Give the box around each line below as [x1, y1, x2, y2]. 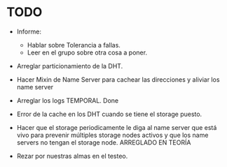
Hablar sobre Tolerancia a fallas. [27, 41, 121, 49]
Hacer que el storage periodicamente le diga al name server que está [16, 123, 217, 131]
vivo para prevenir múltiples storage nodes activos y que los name [16, 131, 209, 139]
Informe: [16, 27, 41, 36]
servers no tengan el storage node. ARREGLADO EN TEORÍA [16, 138, 191, 147]
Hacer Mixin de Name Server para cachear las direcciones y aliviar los [16, 75, 220, 84]
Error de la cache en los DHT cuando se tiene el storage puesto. [16, 110, 202, 118]
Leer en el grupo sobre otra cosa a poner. [27, 48, 148, 57]
